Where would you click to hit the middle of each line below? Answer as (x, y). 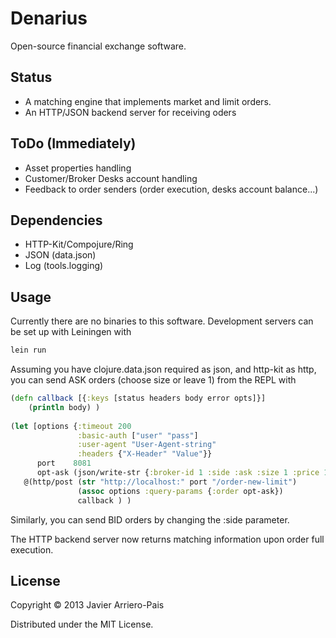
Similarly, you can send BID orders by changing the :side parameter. (150, 519)
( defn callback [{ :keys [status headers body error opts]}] (138, 398)
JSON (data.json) (60, 255)
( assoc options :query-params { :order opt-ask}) (180, 491)
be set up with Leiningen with (71, 332)
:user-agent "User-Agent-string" (147, 445)
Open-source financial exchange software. (98, 46)
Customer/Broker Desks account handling (111, 178)
